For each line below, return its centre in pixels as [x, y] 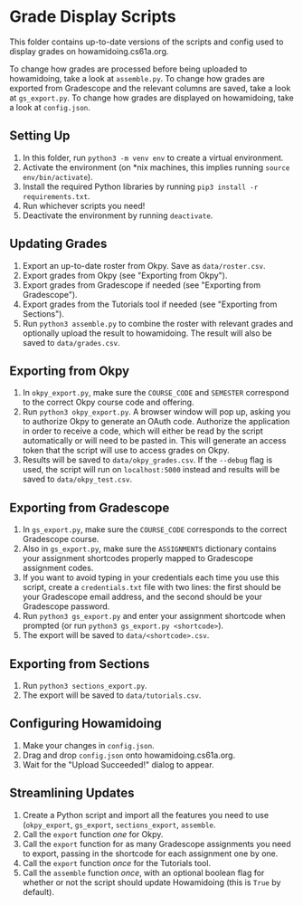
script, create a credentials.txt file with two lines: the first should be [152, 587]
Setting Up [40, 136]
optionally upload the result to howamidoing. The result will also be [147, 333]
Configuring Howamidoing [85, 724]
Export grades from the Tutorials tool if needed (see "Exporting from [150, 304]
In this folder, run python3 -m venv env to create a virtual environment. [153, 157]
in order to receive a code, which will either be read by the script [143, 431]
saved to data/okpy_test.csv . [77, 479]
